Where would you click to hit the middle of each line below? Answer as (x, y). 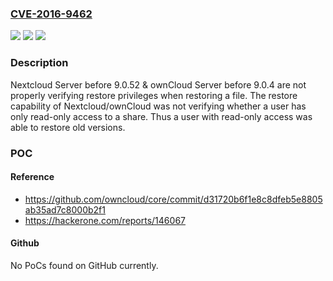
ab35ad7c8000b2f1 (65, 209)
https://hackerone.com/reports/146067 (105, 220)
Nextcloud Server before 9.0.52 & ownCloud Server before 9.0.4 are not (158, 84)
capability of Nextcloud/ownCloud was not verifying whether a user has (158, 106)
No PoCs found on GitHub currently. (84, 265)
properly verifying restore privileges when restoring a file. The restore (154, 95)
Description (39, 63)
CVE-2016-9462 (51, 14)
